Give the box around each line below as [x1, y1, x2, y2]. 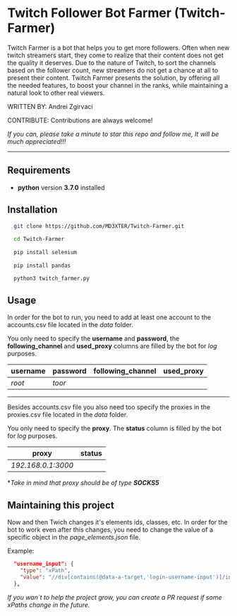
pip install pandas [13, 262, 71, 269]
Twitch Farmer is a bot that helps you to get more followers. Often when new [7, 43, 230, 52]
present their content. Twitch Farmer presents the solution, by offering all [7, 73, 220, 82]
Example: [7, 547, 35, 555]
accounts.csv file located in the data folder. [7, 321, 134, 329]
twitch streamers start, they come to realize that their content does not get [7, 51, 224, 59]
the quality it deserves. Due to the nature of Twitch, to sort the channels [7, 58, 217, 67]
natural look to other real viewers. [7, 89, 105, 97]
